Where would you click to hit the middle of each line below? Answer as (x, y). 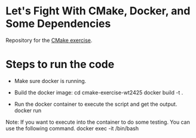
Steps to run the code (60, 65)
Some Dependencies (58, 24)
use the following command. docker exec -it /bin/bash (72, 128)
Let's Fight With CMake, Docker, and (98, 11)
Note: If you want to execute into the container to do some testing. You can (98, 122)
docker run (28, 110)
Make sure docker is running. (50, 81)
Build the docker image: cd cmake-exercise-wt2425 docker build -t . (99, 92)
